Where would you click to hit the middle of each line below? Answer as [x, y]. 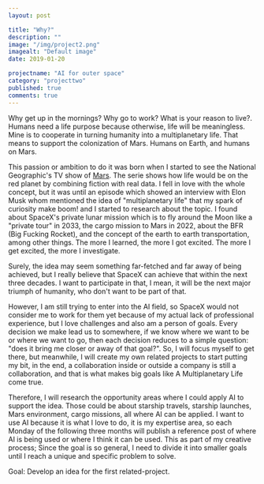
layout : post [30, 15]
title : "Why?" [32, 30]
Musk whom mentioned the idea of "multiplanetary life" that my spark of [125, 200]
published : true [35, 88]
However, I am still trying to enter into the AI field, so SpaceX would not [123, 306]
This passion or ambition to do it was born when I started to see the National [132, 167]
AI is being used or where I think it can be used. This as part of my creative [130, 439]
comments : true [33, 96]
